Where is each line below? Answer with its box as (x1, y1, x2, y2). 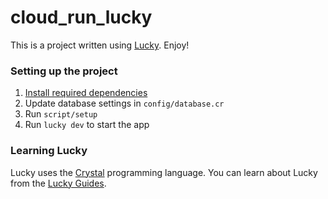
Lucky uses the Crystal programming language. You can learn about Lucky (10, 166, 318, 178)
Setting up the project (10, 64, 118, 78)
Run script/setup (24, 108, 98, 120)
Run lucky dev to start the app (24, 119, 150, 131)
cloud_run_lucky (10, 6, 153, 29)
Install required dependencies (24, 87, 148, 99)
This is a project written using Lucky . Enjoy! (10, 39, 190, 51)
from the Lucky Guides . (10, 177, 107, 189)
